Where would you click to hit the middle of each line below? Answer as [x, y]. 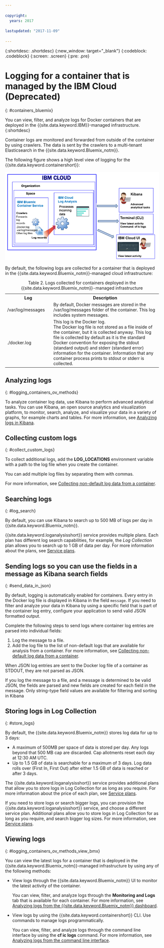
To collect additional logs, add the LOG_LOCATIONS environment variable [79, 460]
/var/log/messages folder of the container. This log [104, 310]
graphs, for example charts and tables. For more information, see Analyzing [81, 417]
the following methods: [28, 871]
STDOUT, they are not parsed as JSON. [45, 671]
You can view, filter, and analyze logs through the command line [76, 930]
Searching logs [29, 499]
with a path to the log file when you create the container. [62, 464]
